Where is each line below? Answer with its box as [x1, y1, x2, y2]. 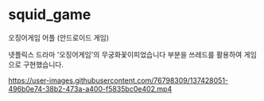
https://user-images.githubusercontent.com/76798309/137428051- [8, 76, 229, 85]
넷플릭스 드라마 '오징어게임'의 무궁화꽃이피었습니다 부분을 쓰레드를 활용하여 [8, 49, 243, 59]
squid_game [8, 6, 91, 24]
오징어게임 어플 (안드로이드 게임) [8, 33, 110, 42]
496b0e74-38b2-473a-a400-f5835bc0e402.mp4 [8, 84, 173, 93]
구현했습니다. [22, 60, 64, 69]
